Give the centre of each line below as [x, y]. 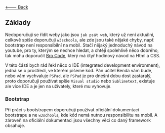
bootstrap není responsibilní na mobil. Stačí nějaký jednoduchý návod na [79, 45]
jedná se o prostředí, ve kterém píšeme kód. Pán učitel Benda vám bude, [79, 70]
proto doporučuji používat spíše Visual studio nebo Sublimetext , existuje [80, 81]
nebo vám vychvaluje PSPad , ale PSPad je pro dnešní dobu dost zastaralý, [78, 76]
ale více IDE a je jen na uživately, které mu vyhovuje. [59, 86]
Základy [18, 22]
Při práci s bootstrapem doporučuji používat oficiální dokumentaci [72, 110]
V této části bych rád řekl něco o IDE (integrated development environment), [83, 65]
